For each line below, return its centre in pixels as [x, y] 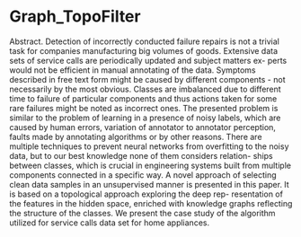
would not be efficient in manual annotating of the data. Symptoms [133, 70]
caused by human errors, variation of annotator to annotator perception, [143, 127]
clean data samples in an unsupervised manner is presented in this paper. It [149, 184]
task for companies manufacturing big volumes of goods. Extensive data [144, 50]
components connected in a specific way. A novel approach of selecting [143, 175]
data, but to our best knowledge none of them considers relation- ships [141, 155]
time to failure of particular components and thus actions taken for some [143, 98]
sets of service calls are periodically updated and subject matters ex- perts [148, 60]
